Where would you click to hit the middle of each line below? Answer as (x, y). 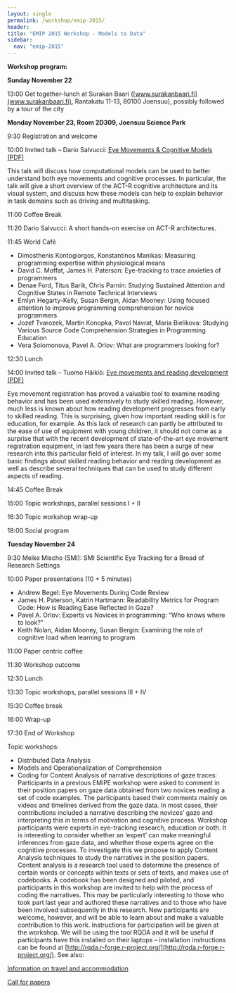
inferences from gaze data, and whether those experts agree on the (116, 843)
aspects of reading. (35, 476)
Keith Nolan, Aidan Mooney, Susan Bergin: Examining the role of (110, 630)
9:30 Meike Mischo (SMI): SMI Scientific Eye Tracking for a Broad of (106, 558)
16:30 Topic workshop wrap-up (53, 517)
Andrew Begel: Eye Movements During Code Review (93, 593)
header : (19, 27)
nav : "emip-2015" (39, 46)
